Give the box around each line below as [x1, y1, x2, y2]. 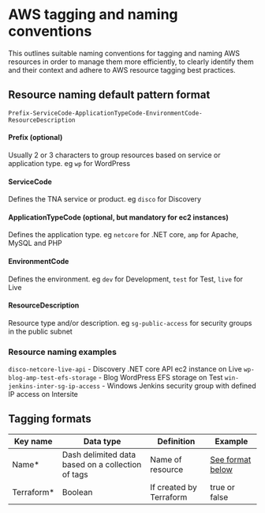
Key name [13, 436, 53, 447]
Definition [157, 436, 196, 447]
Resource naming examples [8, 346, 117, 357]
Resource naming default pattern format [8, 89, 211, 102]
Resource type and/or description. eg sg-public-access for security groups [8, 318, 252, 327]
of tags [62, 469, 88, 480]
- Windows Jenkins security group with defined [102, 381, 256, 390]
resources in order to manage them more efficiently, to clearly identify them [8, 57, 254, 66]
